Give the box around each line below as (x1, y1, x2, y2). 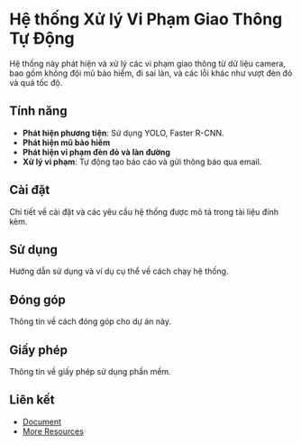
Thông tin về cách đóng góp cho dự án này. (9, 316, 171, 327)
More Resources (22, 425, 84, 437)
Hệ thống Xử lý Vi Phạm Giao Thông (9, 9, 283, 30)
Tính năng (9, 104, 68, 119)
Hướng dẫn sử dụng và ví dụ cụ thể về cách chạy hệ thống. (9, 266, 229, 277)
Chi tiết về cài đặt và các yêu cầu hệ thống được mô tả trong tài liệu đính (9, 206, 279, 217)
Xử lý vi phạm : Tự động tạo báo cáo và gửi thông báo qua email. (22, 156, 262, 167)
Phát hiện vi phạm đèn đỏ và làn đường (22, 146, 171, 157)
